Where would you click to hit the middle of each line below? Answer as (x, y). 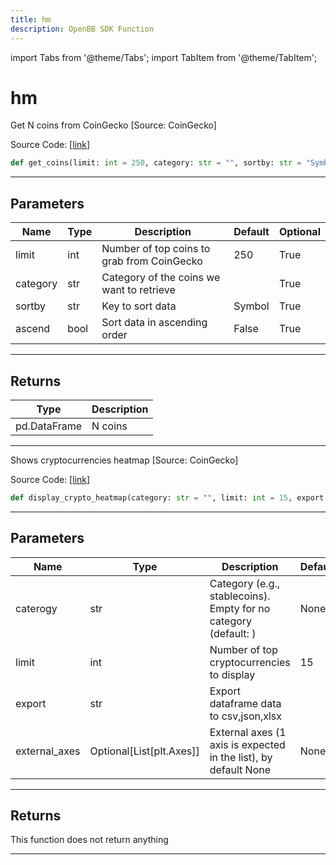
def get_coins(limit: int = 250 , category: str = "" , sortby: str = (156, 163)
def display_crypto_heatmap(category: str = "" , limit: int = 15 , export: (169, 497)
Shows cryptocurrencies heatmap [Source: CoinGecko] (124, 460)
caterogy (36, 608)
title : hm (31, 19)
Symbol (251, 306)
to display (232, 674)
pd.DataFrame (49, 426)
